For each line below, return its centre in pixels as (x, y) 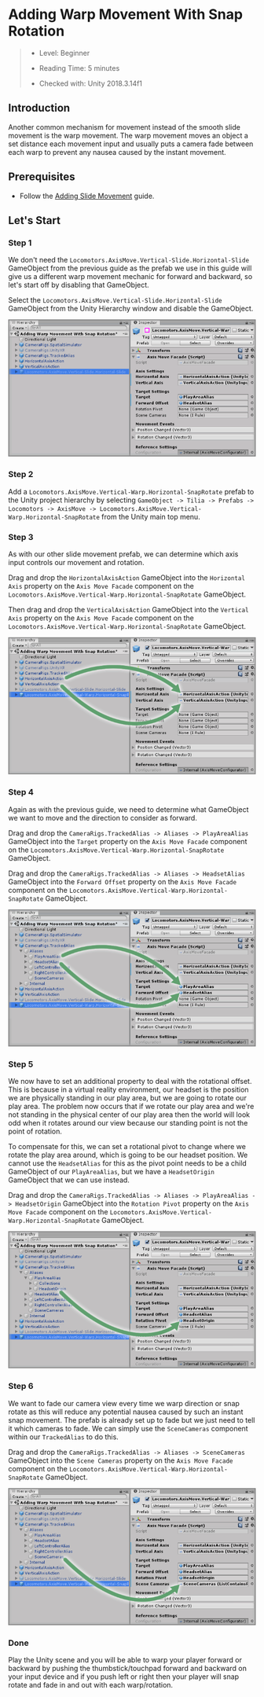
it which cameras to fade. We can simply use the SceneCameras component (128, 1428)
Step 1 (20, 243)
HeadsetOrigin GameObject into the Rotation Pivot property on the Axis (132, 1203)
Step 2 (21, 475)
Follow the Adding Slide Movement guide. (87, 196)
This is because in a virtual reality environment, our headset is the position (128, 1089)
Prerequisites (42, 177)
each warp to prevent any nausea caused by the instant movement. (117, 152)
